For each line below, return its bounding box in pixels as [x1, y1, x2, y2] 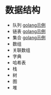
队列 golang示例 [12, 22, 46, 28]
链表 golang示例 [12, 28, 46, 34]
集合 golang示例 [12, 34, 46, 40]
